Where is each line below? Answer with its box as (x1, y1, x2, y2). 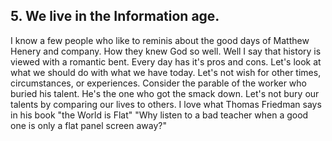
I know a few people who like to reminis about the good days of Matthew (10, 34, 310, 46)
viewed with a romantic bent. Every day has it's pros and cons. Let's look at (10, 55, 322, 68)
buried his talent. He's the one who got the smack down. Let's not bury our (10, 87, 320, 99)
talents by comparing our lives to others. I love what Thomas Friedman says (10, 98, 322, 110)
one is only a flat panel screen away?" (10, 119, 167, 131)
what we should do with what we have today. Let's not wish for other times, (10, 66, 322, 78)
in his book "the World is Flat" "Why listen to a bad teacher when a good (10, 109, 309, 121)
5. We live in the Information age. (10, 8, 220, 25)
